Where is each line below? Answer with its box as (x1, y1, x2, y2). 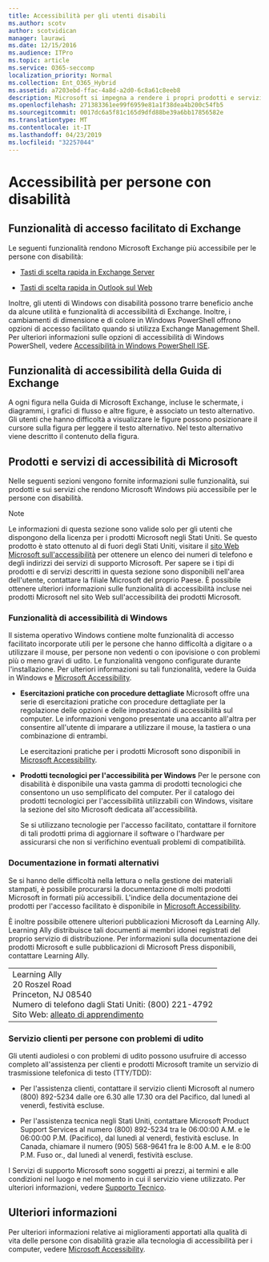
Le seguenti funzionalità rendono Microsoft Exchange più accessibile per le (8, 243, 257, 252)
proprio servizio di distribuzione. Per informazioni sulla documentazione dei (8, 933, 258, 943)
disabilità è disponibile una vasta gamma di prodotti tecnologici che (19, 779, 243, 789)
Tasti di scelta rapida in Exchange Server (19, 267, 155, 276)
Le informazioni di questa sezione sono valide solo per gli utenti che (8, 524, 233, 534)
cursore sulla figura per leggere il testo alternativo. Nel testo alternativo (8, 423, 243, 433)
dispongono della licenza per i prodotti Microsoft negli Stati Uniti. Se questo (8, 533, 258, 542)
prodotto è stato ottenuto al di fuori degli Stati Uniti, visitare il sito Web (8, 542, 239, 551)
